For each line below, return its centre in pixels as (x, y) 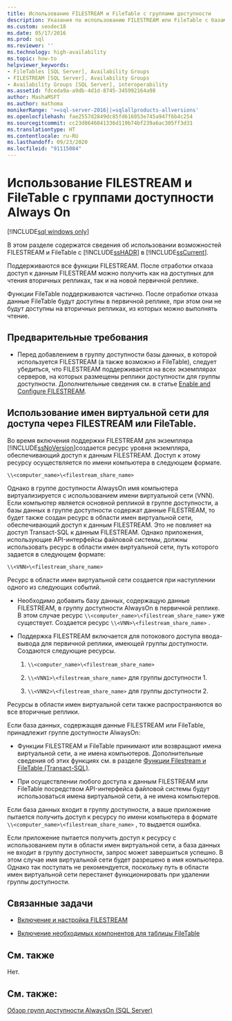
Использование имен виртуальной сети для (108, 413)
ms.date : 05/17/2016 (37, 33)
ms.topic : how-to (32, 59)
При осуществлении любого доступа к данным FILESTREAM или (113, 781)
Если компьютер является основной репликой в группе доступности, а (113, 503)
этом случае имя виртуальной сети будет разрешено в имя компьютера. (116, 860)
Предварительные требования (78, 337)
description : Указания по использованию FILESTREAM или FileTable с (108, 20)
